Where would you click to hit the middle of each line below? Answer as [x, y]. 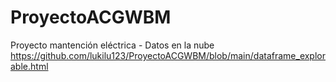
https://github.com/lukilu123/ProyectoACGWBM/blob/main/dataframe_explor [168, 55]
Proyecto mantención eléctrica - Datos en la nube [112, 45]
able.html [29, 66]
